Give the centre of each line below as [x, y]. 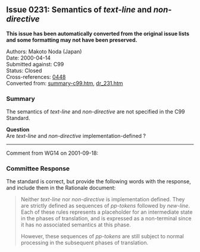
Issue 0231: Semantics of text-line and [79, 10]
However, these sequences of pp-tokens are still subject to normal [102, 236]
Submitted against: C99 [35, 64]
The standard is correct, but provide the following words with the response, [99, 182]
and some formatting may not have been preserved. [72, 40]
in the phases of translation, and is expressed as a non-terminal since [106, 219]
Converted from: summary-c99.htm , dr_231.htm [65, 83]
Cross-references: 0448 [36, 76]
